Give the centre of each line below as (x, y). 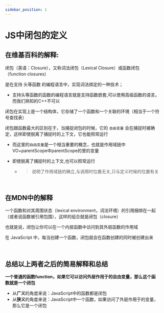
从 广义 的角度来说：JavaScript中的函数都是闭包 (59, 293)
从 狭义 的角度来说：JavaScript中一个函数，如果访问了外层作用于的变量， (85, 299)
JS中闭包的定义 (36, 35)
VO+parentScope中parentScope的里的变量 (56, 151)
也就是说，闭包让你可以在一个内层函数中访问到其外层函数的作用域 (71, 227)
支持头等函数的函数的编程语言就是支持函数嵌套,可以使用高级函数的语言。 (86, 95)
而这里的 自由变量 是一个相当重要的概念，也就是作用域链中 (69, 144)
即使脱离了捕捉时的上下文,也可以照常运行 (54, 161)
